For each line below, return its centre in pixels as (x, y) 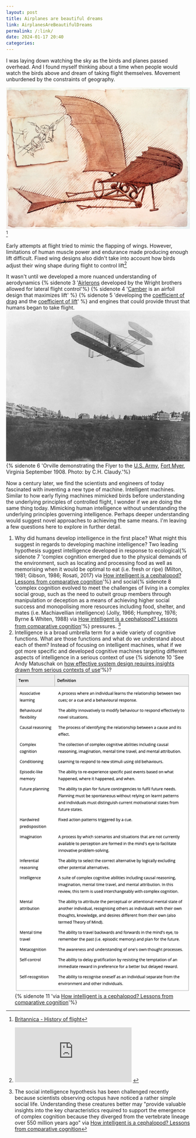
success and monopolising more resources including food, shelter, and (100, 606)
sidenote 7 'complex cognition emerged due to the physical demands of (101, 557)
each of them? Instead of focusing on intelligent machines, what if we (98, 645)
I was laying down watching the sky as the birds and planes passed (87, 61)
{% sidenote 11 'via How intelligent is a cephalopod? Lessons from (94, 996)
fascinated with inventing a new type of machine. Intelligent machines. (91, 489)
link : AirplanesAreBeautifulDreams (49, 25)
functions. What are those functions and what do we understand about (99, 639)
